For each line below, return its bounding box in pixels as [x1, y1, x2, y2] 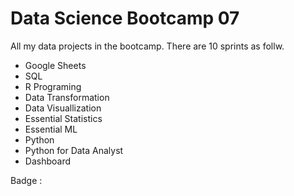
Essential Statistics [24, 112, 103, 124]
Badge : [10, 174, 43, 186]
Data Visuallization [24, 102, 102, 114]
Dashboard [24, 155, 72, 167]
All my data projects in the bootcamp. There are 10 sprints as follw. [10, 40, 285, 52]
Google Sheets [24, 59, 87, 71]
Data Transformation [24, 91, 110, 103]
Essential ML [24, 123, 78, 135]
